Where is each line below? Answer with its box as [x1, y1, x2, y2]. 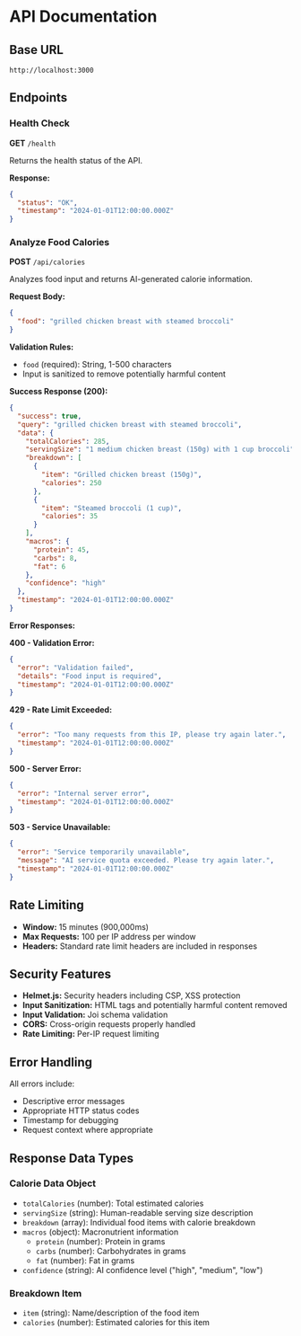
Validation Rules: [9, 341, 74, 352]
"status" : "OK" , [17, 198, 78, 208]
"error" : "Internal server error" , [17, 789, 150, 798]
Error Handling [9, 1054, 92, 1070]
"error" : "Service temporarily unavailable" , [17, 847, 191, 857]
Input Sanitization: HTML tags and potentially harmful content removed [21, 1000, 288, 1011]
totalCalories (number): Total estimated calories [21, 1198, 204, 1208]
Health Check [9, 117, 70, 129]
